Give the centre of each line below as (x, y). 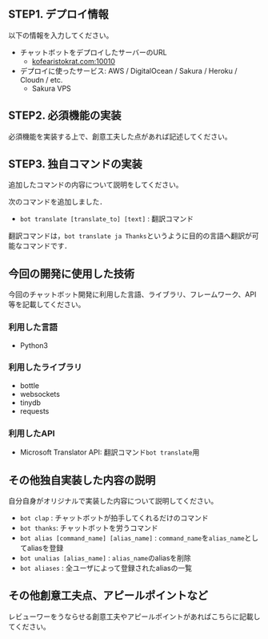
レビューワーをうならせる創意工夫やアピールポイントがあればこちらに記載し (134, 617)
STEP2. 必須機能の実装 (65, 116)
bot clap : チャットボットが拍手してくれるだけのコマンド (114, 518)
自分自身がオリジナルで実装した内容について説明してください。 (113, 500)
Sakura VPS (52, 88)
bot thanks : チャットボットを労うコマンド (89, 528)
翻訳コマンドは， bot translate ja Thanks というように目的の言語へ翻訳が (130, 236)
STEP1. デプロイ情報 (59, 14)
